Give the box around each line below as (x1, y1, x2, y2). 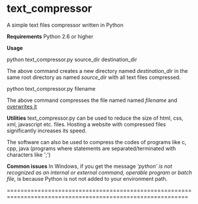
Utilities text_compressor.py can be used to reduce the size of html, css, (7, 114, 184, 122)
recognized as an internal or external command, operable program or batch (7, 168, 192, 176)
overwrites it (7, 103, 37, 110)
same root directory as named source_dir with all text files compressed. (7, 74, 181, 81)
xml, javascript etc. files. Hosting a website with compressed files (7, 120, 166, 128)
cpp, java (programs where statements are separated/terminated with (7, 145, 176, 152)
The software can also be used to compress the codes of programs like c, (7, 138, 187, 145)
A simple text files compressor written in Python (7, 21, 124, 28)
